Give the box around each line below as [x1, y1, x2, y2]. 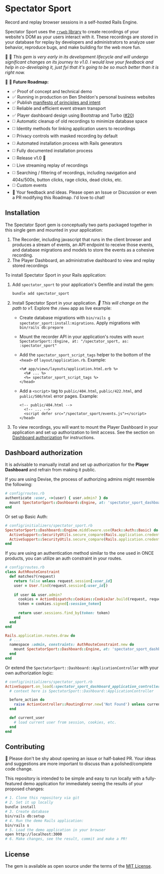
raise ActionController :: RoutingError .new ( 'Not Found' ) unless [14, 702, 145, 707]
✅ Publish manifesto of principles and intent [12, 99, 101, 105]
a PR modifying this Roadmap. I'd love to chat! [12, 194, 105, 200]
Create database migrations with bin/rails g [19, 314, 111, 320]
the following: [5, 482, 33, 488]
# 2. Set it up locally [5, 800, 54, 805]
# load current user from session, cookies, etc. [14, 720, 117, 725]
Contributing [5, 743, 45, 751]
